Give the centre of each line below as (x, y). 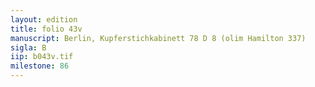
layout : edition (44, 19)
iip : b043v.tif (42, 57)
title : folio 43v (46, 29)
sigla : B (28, 47)
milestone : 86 (40, 66)
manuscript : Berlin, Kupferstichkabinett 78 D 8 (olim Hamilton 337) (158, 38)
